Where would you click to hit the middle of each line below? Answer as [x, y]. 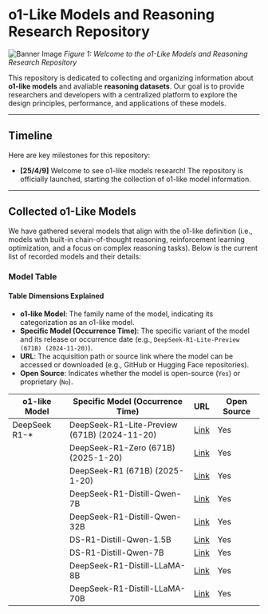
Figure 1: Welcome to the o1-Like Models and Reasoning [156, 53]
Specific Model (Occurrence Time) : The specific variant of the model [134, 331]
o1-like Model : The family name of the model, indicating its [116, 314]
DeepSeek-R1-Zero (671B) [122, 447]
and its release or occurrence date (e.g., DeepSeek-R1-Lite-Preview [130, 339]
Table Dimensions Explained [56, 296]
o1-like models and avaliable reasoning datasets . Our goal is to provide [126, 86]
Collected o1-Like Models [73, 212]
